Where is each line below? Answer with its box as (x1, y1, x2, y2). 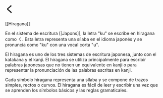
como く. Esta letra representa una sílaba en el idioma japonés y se (5, 36, 142, 42)
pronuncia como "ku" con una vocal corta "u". (5, 42, 99, 48)
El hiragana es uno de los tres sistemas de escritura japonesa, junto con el (5, 51, 157, 57)
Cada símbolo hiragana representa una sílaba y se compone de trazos (5, 77, 148, 83)
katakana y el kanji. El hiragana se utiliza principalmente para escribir (5, 56, 146, 62)
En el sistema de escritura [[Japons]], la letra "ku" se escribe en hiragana (5, 30, 155, 36)
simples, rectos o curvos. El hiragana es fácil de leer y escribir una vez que (5, 82, 158, 88)
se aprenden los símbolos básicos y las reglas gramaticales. (5, 87, 128, 93)
